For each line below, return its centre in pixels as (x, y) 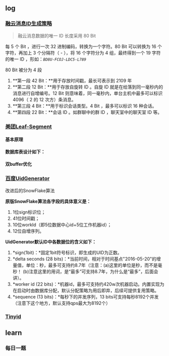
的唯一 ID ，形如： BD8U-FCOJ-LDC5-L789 (46, 59)
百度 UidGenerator (27, 179)
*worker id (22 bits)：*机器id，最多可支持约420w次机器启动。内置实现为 (88, 284)
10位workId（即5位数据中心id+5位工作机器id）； (62, 225)
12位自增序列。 (28, 231)
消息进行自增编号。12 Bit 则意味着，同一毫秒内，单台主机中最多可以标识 (88, 93)
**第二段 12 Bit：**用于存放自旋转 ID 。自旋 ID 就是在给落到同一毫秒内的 (88, 87)
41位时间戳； (26, 218)
